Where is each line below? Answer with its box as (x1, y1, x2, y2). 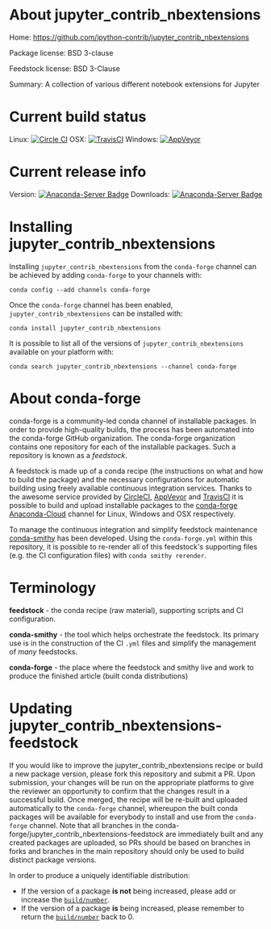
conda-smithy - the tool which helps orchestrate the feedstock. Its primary (9, 629, 260, 639)
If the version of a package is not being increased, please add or (20, 886, 236, 896)
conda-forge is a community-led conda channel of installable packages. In (9, 416, 256, 426)
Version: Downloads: (9, 189, 170, 199)
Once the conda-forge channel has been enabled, (9, 300, 173, 309)
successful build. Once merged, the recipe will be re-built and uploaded (9, 794, 248, 805)
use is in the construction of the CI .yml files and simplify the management (9, 638, 256, 648)
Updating (9, 699, 73, 717)
